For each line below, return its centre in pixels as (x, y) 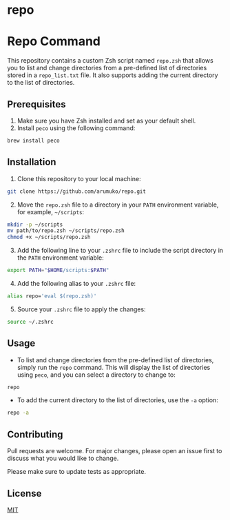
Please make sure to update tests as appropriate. (77, 472)
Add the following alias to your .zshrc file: (76, 283)
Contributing (35, 434)
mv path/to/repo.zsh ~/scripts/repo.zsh (66, 231)
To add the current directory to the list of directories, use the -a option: (117, 400)
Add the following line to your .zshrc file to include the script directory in (120, 251)
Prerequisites (36, 104)
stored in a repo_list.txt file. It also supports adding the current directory (113, 75)
